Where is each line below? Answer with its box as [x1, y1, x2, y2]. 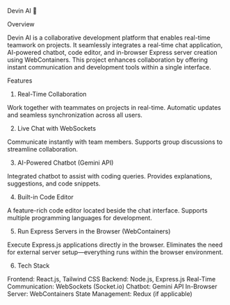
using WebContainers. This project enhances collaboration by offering [7, 56, 208, 64]
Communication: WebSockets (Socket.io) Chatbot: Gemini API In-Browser [7, 282, 217, 290]
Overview [7, 20, 35, 28]
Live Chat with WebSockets [17, 124, 96, 132]
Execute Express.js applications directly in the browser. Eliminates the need [7, 240, 223, 249]
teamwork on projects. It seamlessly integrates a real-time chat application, [7, 41, 223, 49]
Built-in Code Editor [17, 193, 74, 201]
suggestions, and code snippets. [7, 179, 101, 188]
